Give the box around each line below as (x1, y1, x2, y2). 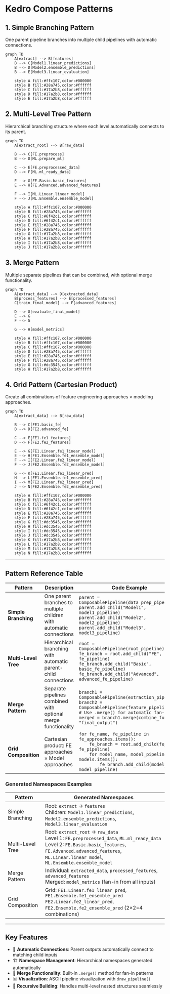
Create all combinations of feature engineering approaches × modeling (5, 394, 153, 400)
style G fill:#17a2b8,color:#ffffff (14, 231, 92, 236)
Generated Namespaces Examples (5, 780, 92, 788)
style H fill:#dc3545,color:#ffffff (14, 524, 92, 529)
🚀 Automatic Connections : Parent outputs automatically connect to (12, 946, 154, 952)
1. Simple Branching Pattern (5, 23, 95, 32)
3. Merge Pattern (5, 259, 60, 267)
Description (45, 584, 74, 591)
